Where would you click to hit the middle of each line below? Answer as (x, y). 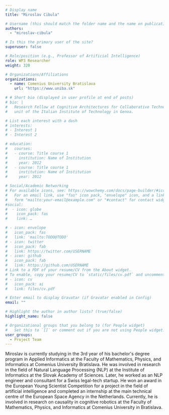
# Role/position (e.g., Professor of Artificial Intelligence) (73, 56)
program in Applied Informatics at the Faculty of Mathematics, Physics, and (83, 359)
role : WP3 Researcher (28, 61)
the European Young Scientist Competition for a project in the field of (77, 386)
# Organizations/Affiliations (37, 74)
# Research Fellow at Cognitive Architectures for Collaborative (77, 107)
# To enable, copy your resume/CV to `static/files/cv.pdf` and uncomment (85, 275)
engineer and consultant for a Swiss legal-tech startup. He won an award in (83, 381)
